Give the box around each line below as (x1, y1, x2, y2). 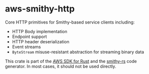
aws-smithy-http (5, 3, 75, 14)
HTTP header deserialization (12, 38, 69, 44)
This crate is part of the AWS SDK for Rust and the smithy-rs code (5, 58, 137, 64)
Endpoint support (12, 34, 47, 39)
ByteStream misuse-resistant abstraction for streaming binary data (12, 49, 144, 55)
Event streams (12, 44, 41, 49)
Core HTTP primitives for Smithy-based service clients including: (5, 19, 135, 25)
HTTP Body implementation (12, 28, 67, 34)
